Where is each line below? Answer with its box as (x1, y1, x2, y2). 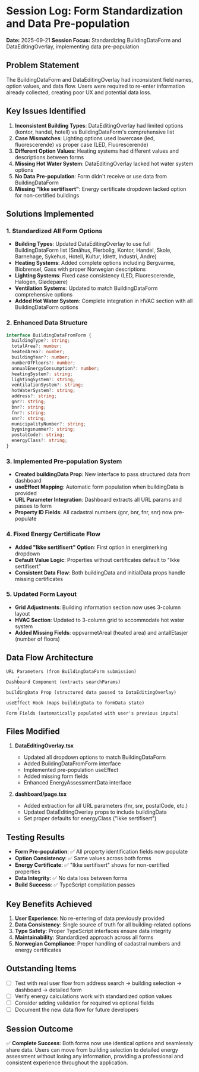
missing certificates (14, 575, 64, 582)
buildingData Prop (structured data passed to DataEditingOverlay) (6, 689, 177, 696)
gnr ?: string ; (11, 398, 46, 405)
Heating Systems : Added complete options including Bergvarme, (14, 259, 175, 267)
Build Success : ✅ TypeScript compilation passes (14, 881, 135, 888)
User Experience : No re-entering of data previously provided (14, 915, 165, 922)
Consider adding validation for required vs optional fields (14, 999, 154, 1006)
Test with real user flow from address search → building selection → (14, 980, 182, 987)
